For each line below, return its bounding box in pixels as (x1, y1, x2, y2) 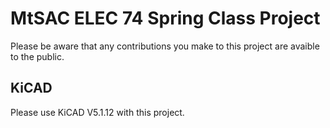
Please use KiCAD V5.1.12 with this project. (10, 106, 185, 118)
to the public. (10, 50, 65, 62)
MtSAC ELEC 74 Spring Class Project (10, 7, 321, 30)
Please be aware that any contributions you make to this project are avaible (10, 40, 320, 52)
